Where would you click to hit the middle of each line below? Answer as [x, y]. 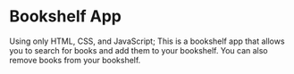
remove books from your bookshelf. [75, 60]
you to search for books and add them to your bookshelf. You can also [139, 50]
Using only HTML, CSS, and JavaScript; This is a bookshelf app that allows [147, 41]
